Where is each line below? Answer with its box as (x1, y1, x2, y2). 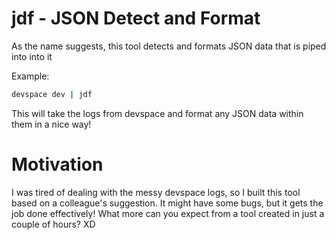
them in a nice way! (11, 118, 92, 130)
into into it (11, 50, 53, 62)
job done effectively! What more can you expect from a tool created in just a (11, 207, 325, 219)
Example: (11, 70, 50, 82)
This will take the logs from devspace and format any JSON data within (11, 107, 304, 119)
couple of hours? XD (11, 218, 96, 230)
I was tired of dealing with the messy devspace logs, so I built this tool (11, 186, 301, 198)
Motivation (11, 153, 104, 176)
